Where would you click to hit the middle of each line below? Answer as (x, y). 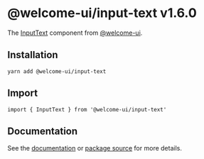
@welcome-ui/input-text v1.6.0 (102, 13)
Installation (33, 55)
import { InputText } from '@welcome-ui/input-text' (87, 109)
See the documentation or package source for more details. (95, 148)
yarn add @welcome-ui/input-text (57, 71)
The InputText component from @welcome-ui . (75, 33)
